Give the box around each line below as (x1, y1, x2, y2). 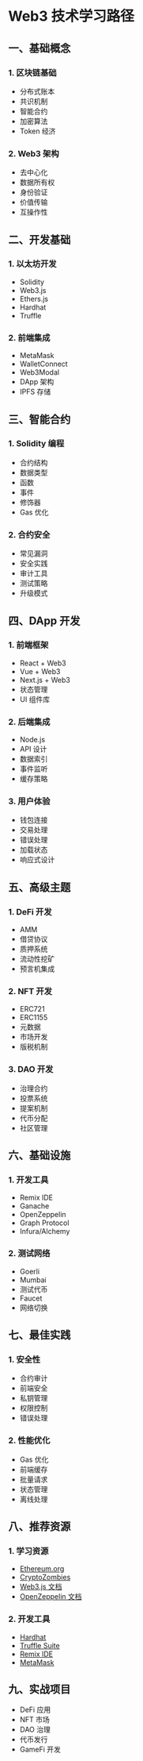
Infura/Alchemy (19, 1227, 70, 1236)
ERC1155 (19, 1013, 48, 1023)
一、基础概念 (8, 41, 71, 55)
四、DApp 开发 (8, 614, 81, 627)
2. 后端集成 (8, 716, 51, 727)
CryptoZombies (19, 1573, 71, 1582)
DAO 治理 (19, 1724, 51, 1735)
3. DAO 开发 (8, 1064, 54, 1075)
